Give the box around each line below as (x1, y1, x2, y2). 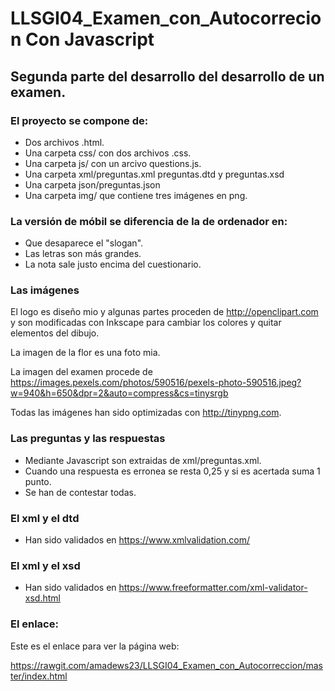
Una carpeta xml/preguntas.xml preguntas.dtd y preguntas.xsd (24, 168, 285, 180)
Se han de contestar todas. (24, 486, 137, 498)
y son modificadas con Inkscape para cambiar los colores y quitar (10, 317, 282, 329)
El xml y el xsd (10, 558, 81, 572)
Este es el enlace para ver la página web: (10, 640, 180, 652)
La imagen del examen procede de (10, 366, 153, 378)
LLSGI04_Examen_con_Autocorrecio (10, 7, 322, 30)
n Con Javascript (10, 28, 155, 51)
